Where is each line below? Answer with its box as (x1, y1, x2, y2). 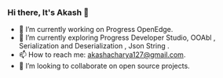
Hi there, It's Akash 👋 (7, 7, 90, 18)
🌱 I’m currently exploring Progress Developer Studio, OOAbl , (18, 33, 216, 42)
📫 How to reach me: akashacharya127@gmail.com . (18, 50, 186, 59)
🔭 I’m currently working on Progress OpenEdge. (18, 25, 174, 34)
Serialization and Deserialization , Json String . (18, 41, 170, 51)
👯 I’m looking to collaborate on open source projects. (18, 62, 190, 71)
